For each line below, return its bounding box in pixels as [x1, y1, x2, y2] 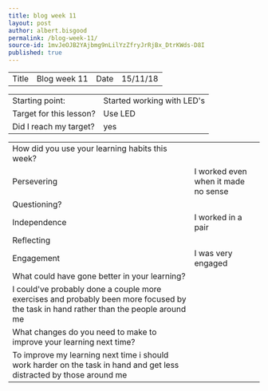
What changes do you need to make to [12, 326, 157, 338]
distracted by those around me [12, 369, 128, 380]
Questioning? [12, 199, 62, 210]
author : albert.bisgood [8, 26, 88, 34]
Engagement [12, 253, 61, 263]
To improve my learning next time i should [12, 350, 169, 360]
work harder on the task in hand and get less [12, 360, 179, 370]
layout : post [8, 19, 52, 27]
